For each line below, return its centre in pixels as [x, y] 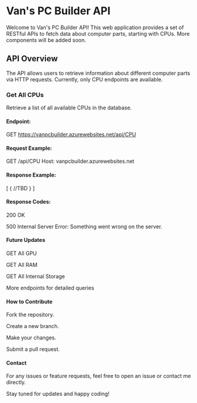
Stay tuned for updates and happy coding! [58, 394]
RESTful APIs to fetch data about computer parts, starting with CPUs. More [98, 33]
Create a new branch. [33, 326]
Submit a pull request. [33, 350]
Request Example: [29, 148]
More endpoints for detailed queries [50, 288]
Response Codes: [29, 202]
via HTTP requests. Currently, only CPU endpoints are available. [85, 79]
